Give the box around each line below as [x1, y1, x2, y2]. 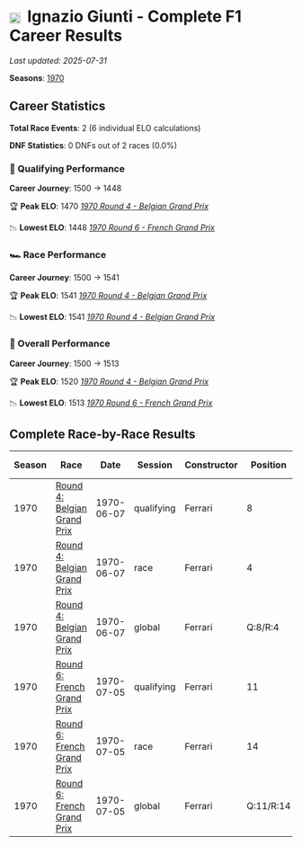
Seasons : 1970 [9, 72, 65, 83]
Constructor [183, 459, 238, 471]
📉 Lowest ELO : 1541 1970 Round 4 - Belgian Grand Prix [9, 312, 216, 323]
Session [137, 459, 173, 471]
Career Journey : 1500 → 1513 [9, 358, 120, 369]
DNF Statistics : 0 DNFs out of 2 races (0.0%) [9, 139, 178, 150]
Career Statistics [9, 99, 106, 114]
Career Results [9, 25, 123, 46]
